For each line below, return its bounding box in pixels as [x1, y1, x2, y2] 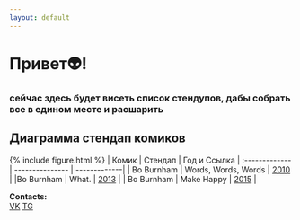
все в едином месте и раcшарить [9, 102, 164, 115]
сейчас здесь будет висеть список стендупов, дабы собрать [9, 92, 291, 104]
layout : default [9, 13, 70, 22]
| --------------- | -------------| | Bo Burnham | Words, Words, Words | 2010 [9, 163, 291, 175]
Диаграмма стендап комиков [9, 131, 186, 146]
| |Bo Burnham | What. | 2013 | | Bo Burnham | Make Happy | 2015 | [9, 173, 257, 184]
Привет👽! [9, 53, 87, 74]
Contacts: [9, 190, 48, 202]
